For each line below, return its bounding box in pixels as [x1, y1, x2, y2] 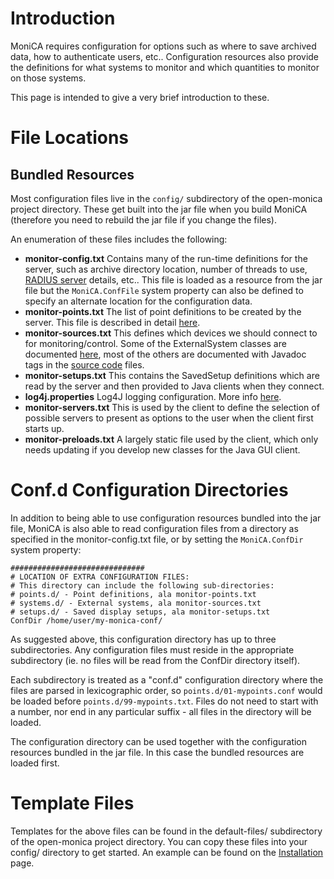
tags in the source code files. [24, 358, 145, 371]
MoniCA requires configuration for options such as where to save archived [10, 40, 317, 52]
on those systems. [10, 72, 87, 84]
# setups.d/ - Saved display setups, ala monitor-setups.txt [10, 607, 271, 617]
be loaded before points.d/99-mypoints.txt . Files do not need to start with [10, 695, 319, 707]
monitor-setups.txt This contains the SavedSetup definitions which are [24, 369, 320, 381]
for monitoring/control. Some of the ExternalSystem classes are [24, 337, 287, 349]
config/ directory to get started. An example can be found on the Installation [10, 846, 324, 858]
